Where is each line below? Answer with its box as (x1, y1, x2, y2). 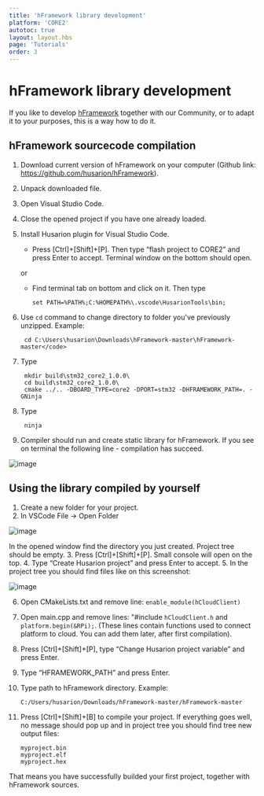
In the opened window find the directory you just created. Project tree (9, 541, 235, 551)
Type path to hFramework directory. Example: (20, 683, 168, 692)
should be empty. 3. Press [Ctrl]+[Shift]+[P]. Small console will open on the (9, 550, 253, 559)
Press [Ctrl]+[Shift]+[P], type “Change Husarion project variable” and (20, 644, 245, 654)
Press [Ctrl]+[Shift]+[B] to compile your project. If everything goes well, (20, 712, 252, 721)
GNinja (20, 392, 42, 400)
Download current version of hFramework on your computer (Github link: (20, 160, 256, 169)
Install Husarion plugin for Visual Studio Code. (20, 229, 170, 238)
